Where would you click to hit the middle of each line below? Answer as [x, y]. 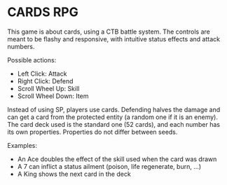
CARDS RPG [43, 12]
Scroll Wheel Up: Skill [48, 88]
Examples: [22, 145]
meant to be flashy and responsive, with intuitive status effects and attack [114, 39]
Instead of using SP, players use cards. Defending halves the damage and [114, 109]
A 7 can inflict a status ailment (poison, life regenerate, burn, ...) [109, 166]
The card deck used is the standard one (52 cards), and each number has [114, 124]
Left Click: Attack [42, 74]
